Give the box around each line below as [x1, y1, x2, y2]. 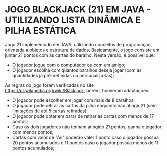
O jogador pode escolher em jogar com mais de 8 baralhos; [12, 97, 135, 103]
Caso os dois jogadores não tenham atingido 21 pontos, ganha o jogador [12, 124, 162, 130]
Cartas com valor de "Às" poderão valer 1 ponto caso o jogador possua [12, 134, 159, 140]
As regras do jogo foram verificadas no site [5, 82, 94, 88]
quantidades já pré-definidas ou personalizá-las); [12, 72, 114, 78]
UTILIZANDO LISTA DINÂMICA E [5, 14, 141, 26]
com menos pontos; [12, 129, 54, 135]
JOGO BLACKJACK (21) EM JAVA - [5, 4, 151, 15]
